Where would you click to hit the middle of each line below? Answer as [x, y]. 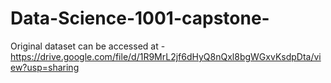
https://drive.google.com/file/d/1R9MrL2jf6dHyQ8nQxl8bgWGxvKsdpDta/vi [166, 56]
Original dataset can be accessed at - [88, 46]
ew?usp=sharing [45, 67]
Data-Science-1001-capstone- [140, 18]
